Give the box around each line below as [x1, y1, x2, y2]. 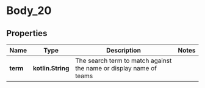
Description [106, 46, 142, 54]
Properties [6, 28, 48, 38]
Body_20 [6, 4, 52, 18]
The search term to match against [75, 56, 172, 65]
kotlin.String [32, 64, 70, 72]
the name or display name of [75, 64, 157, 72]
